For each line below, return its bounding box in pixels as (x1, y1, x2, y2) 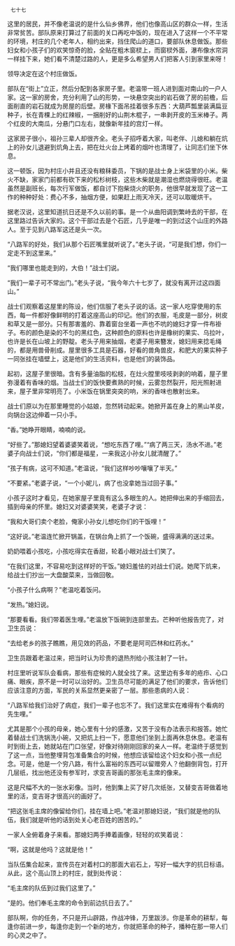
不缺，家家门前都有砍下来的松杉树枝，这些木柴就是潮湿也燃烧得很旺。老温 (13, 176, 228, 183)
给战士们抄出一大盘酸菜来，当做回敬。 (7, 571, 117, 579)
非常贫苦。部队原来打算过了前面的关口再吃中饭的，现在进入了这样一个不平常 (7, 29, 228, 36)
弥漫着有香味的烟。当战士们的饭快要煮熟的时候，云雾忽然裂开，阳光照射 (7, 379, 215, 386)
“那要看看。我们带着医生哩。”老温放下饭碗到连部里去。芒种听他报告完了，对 (7, 615, 225, 623)
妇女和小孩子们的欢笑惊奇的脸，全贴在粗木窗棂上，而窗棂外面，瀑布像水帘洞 (7, 46, 228, 54)
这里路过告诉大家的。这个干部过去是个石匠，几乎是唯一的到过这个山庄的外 (7, 216, 222, 225)
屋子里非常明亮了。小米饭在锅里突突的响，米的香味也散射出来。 (19, 387, 204, 395)
